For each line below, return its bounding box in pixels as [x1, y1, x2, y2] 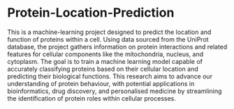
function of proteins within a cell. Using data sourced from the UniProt [7, 35, 209, 43]
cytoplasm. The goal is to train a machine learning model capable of [7, 57, 203, 65]
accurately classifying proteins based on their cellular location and [7, 65, 198, 73]
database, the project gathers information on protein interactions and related [7, 42, 228, 51]
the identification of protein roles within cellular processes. [7, 94, 177, 102]
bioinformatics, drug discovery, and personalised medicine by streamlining [7, 87, 222, 95]
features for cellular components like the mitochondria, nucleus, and [7, 50, 204, 58]
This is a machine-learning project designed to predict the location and [7, 28, 212, 36]
